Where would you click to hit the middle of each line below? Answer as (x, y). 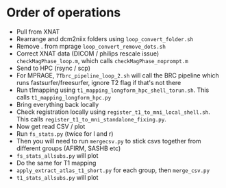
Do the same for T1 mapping (56, 163)
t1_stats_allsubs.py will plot (57, 177)
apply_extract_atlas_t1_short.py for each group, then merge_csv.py (113, 170)
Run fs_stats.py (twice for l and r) (65, 133)
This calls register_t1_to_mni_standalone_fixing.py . (91, 119)
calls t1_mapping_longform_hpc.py (64, 97)
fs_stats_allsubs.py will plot (57, 155)
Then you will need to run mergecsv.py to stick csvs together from (109, 141)
